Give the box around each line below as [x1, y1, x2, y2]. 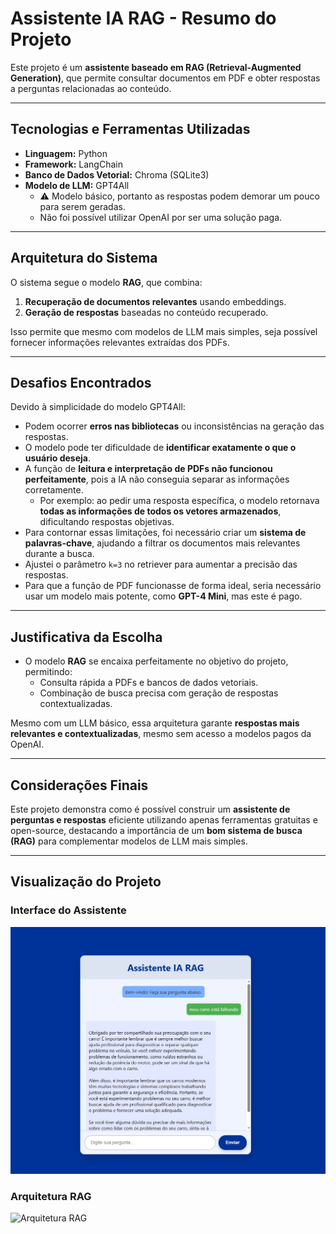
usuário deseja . [24, 452, 91, 464]
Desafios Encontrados [10, 374, 152, 391]
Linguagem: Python [24, 147, 108, 159]
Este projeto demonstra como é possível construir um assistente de [10, 803, 291, 815]
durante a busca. [24, 548, 95, 560]
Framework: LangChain [24, 158, 123, 170]
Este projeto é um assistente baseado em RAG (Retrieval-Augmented [10, 61, 302, 73]
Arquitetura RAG [10, 1189, 92, 1203]
